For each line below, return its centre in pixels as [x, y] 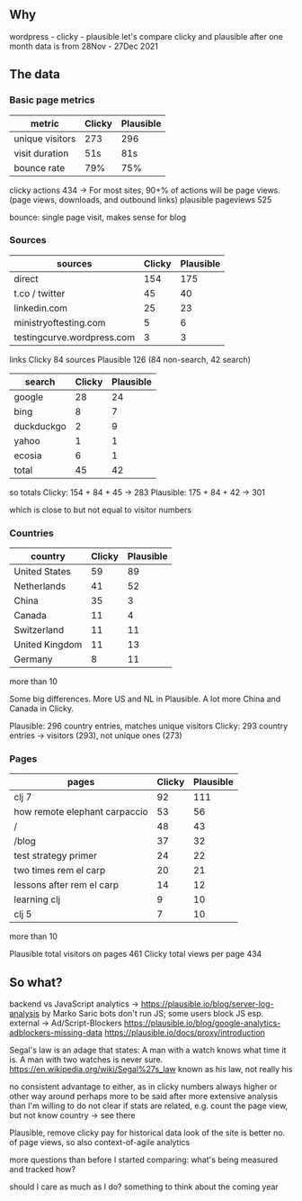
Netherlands [40, 586]
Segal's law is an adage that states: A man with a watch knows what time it [148, 1050]
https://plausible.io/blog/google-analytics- [203, 1023]
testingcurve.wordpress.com [75, 337]
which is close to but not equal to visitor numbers [100, 510]
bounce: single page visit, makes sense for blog [98, 217]
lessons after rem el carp [67, 885]
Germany [33, 659]
